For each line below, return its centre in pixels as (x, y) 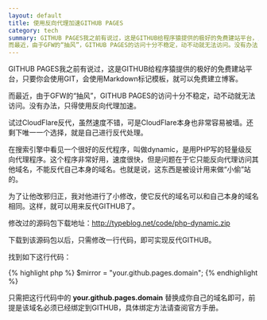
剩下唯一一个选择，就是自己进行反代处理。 (78, 133)
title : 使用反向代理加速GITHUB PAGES (66, 23)
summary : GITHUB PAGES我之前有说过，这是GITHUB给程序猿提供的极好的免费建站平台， (133, 38)
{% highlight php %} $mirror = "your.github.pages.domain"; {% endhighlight (133, 273)
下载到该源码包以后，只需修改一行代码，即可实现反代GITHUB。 (112, 240)
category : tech (33, 30)
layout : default (35, 16)
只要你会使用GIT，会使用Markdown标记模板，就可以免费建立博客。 (132, 79)
